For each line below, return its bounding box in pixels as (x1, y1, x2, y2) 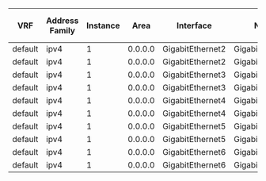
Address (46, 15, 79, 26)
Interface (177, 20, 212, 31)
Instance (85, 20, 120, 31)
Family (49, 25, 75, 36)
